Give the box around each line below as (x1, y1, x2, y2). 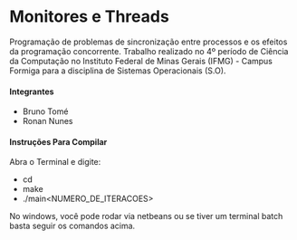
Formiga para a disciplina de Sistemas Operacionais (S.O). (9, 65, 226, 76)
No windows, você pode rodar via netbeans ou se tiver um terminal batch (9, 211, 283, 222)
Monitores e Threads (9, 6, 169, 27)
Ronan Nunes (22, 116, 73, 127)
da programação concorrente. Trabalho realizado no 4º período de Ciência (9, 45, 289, 56)
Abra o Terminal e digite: (9, 157, 101, 168)
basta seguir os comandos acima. (9, 220, 136, 232)
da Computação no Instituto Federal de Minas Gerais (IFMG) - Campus (9, 55, 273, 66)
